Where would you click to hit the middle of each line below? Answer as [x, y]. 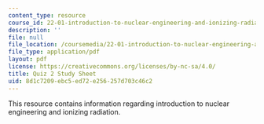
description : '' [35, 30]
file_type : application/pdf [54, 52]
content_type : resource [47, 15]
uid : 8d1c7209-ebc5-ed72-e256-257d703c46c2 [81, 81]
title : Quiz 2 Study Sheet [52, 74]
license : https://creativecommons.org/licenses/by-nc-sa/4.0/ [112, 67]
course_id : [26, 23]
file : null [26, 37]
